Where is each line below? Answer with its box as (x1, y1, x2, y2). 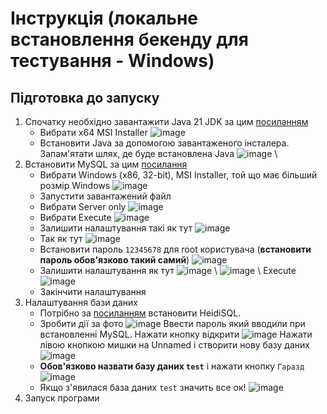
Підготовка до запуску (10, 89, 160, 106)
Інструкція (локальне (10, 7, 199, 30)
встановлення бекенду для (10, 28, 249, 51)
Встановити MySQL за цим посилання (24, 158, 188, 170)
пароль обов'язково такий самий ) (39, 254, 190, 266)
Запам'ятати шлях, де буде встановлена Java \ (39, 148, 278, 159)
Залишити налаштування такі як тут (39, 222, 193, 234)
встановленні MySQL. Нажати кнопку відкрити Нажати (39, 328, 313, 340)
